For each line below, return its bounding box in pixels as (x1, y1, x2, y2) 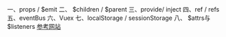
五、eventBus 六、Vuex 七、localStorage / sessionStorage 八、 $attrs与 (7, 14, 211, 22)
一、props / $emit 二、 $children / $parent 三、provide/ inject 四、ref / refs (7, 5, 220, 13)
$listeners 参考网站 (7, 23, 61, 30)
